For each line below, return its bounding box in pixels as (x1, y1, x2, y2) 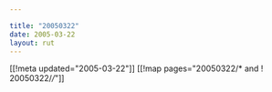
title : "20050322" (9, 21, 79, 30)
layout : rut (9, 38, 55, 47)
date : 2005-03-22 (9, 29, 76, 39)
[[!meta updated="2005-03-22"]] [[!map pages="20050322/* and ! (9, 63, 264, 74)
